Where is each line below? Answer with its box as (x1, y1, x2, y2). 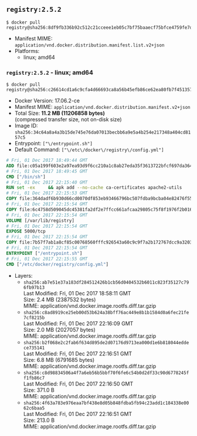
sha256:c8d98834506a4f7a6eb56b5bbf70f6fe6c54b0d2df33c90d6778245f (23, 370, 189, 376)
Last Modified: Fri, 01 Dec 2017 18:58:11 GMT (23, 289, 131, 297)
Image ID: (14, 122, 38, 129)
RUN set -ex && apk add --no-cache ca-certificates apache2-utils (6, 185, 182, 191)
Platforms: (14, 47, 40, 54)
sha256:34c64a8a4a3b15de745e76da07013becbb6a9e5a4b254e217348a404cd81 (14, 129, 191, 135)
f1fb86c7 (23, 375, 45, 381)
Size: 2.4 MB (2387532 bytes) (23, 296, 96, 303)
